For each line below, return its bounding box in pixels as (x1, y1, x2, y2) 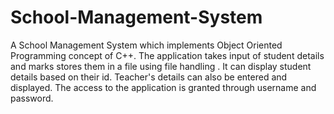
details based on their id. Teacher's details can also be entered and (10, 71, 288, 83)
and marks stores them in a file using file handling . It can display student (10, 60, 312, 72)
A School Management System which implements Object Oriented (10, 39, 283, 51)
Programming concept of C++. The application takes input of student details (10, 49, 325, 61)
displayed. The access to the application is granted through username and (10, 81, 317, 93)
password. (10, 92, 54, 104)
